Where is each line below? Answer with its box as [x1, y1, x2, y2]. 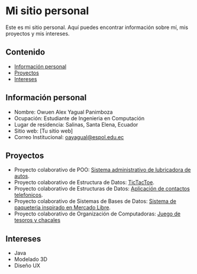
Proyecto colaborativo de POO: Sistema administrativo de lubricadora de [14, 166, 191, 173]
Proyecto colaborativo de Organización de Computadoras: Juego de [14, 210, 181, 217]
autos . [14, 173, 30, 180]
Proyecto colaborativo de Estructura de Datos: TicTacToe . [14, 179, 155, 186]
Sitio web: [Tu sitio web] [14, 127, 73, 134]
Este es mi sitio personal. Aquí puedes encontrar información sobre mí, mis [5, 24, 189, 31]
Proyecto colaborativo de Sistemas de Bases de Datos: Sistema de [14, 198, 177, 205]
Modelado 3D [14, 256, 48, 263]
